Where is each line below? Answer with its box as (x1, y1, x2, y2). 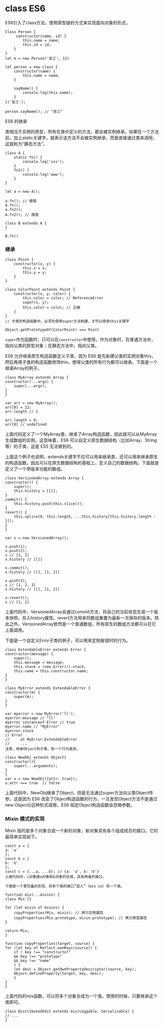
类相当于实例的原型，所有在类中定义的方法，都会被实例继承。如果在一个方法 (5, 128, 159, 134)
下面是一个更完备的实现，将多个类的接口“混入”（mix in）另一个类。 (5, 883, 124, 889)
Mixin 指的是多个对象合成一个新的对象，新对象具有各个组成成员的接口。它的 (5, 827, 159, 833)
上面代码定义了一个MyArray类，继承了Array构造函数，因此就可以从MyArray (5, 431, 157, 437)
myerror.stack (5, 729, 34, 734)
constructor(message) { (5, 651, 54, 657)
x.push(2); (5, 548, 27, 553)
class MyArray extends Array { (5, 375, 69, 380)
